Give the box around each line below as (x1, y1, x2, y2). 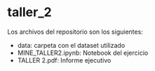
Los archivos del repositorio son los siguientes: (7, 27, 144, 36)
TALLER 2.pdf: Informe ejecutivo (17, 56, 112, 64)
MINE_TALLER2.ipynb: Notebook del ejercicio (17, 49, 149, 57)
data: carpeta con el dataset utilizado (17, 41, 126, 49)
